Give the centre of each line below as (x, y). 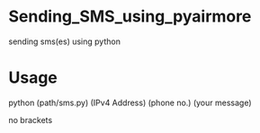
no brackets (31, 120)
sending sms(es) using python (64, 41)
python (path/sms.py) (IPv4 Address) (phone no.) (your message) (130, 102)
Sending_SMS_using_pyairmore (130, 17)
